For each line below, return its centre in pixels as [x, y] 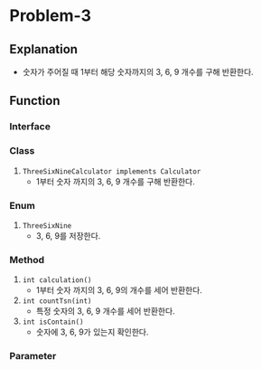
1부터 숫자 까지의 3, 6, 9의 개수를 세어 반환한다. [119, 290]
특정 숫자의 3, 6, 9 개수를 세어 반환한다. [105, 311]
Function [35, 101]
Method [27, 260]
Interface [30, 127]
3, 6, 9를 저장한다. [68, 235]
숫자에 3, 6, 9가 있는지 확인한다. [92, 332]
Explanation [44, 49]
